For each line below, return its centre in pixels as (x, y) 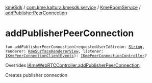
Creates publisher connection (36, 75)
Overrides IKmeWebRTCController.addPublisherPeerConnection (72, 65)
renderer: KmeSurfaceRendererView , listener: (54, 51)
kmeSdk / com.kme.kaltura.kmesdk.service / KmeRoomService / (73, 7)
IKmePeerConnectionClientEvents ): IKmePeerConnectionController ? (76, 56)
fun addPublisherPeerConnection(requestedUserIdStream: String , (75, 47)
